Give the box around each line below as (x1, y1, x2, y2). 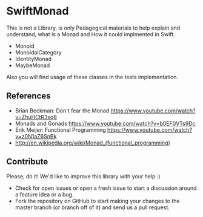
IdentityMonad (15, 55, 52, 62)
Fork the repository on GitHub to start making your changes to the (15, 197, 180, 204)
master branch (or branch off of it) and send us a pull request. (15, 204, 170, 211)
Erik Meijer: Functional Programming (15, 126, 106, 134)
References (6, 91, 51, 101)
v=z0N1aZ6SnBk (15, 132, 57, 140)
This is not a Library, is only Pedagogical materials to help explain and (6, 24, 181, 31)
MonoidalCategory (15, 48, 62, 56)
